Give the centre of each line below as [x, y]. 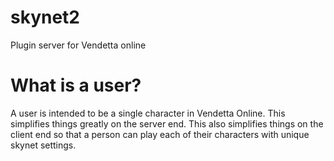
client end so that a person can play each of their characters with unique [160, 134]
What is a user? [76, 85]
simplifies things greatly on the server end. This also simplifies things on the [167, 123]
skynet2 [45, 17]
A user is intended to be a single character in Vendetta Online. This [148, 113]
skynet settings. [43, 145]
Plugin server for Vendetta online [78, 45]
